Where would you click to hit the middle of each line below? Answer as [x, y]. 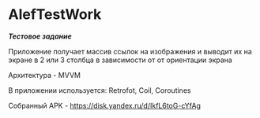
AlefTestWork [55, 15]
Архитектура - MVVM [45, 75]
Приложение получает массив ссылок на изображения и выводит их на [130, 51]
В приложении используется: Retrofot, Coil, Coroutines [100, 90]
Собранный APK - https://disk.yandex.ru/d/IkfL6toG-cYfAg [105, 105]
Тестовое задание [40, 36]
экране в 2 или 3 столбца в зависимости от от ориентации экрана [121, 60]
